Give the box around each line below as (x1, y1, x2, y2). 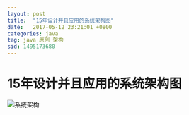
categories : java (7, 30, 59, 37)
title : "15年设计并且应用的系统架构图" (7, 17, 115, 24)
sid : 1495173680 (7, 43, 55, 50)
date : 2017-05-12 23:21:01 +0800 (7, 23, 113, 30)
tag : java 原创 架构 (7, 37, 64, 44)
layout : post (7, 10, 46, 18)
